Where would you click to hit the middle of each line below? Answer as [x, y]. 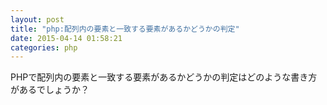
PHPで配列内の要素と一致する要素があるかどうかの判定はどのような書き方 [164, 77]
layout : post [37, 19]
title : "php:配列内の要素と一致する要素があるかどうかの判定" [125, 29]
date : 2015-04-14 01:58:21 [66, 38]
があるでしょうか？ [50, 90]
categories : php [44, 47]
